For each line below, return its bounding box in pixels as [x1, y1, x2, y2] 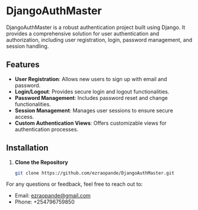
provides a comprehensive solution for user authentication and [6, 30, 159, 37]
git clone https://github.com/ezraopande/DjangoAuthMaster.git [14, 170, 175, 176]
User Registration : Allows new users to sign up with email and [14, 75, 167, 82]
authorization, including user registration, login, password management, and [6, 36, 193, 43]
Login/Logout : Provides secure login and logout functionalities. [14, 88, 170, 95]
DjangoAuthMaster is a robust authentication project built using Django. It [6, 24, 186, 31]
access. [14, 113, 34, 120]
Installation [6, 143, 49, 153]
